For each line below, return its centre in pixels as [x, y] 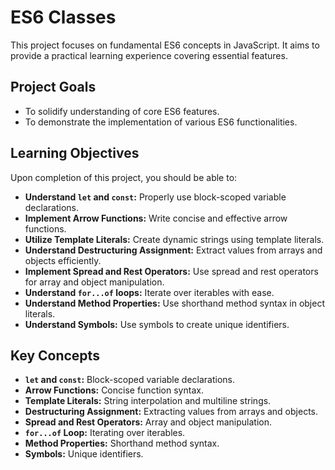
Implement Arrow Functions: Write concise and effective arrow [156, 218]
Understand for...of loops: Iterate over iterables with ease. [149, 292]
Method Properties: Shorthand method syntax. [122, 443]
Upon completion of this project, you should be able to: [124, 177]
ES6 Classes [63, 17]
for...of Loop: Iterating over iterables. [105, 433]
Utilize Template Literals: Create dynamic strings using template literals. [174, 239]
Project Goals [53, 87]
